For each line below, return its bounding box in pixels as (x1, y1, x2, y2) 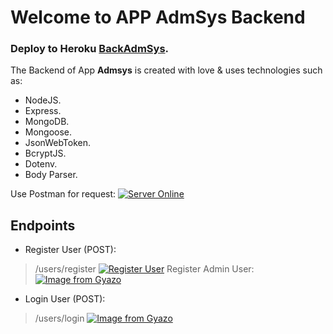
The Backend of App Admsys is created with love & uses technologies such (10, 64, 323, 76)
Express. (24, 105, 62, 117)
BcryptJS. (24, 147, 67, 160)
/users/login (34, 312, 85, 325)
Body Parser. (24, 169, 78, 181)
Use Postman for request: (10, 188, 117, 200)
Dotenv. (24, 158, 58, 170)
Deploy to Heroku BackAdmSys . (10, 42, 170, 56)
